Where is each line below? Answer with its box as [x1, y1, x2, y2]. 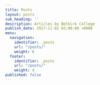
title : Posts [5, 7, 32, 12]
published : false [5, 72, 41, 77]
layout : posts [5, 12, 35, 17]
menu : [5, 30, 16, 35]
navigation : [9, 35, 35, 40]
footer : [9, 53, 26, 59]
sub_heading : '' [5, 16, 39, 21]
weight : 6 [14, 49, 35, 54]
